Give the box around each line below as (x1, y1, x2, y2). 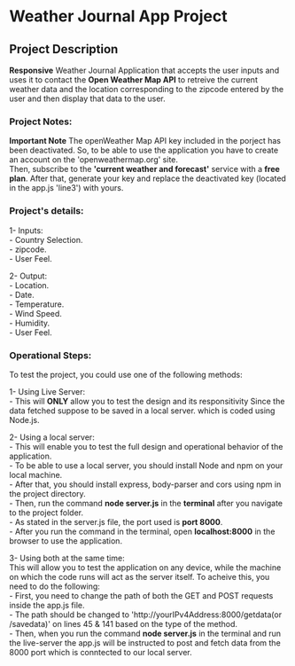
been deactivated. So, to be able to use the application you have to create (9, 145, 279, 156)
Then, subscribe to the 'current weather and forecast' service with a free (9, 164, 281, 175)
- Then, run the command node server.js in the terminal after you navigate (9, 498, 283, 508)
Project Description (9, 42, 119, 57)
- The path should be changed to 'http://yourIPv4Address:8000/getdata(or (9, 609, 282, 620)
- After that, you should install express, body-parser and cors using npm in (9, 479, 282, 490)
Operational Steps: (9, 349, 92, 361)
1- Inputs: (9, 224, 43, 236)
